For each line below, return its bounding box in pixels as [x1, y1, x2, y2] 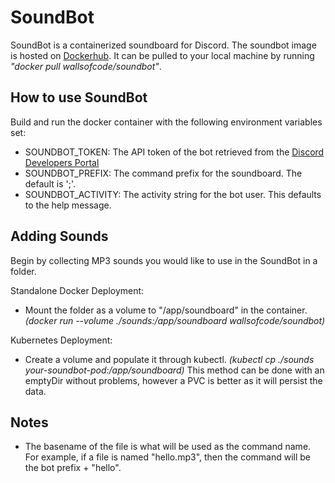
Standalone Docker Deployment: [10, 284, 145, 296]
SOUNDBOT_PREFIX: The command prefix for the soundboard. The [24, 167, 303, 179]
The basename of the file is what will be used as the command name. [24, 441, 312, 453]
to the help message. [24, 199, 112, 211]
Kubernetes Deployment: [10, 334, 113, 346]
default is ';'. [24, 177, 76, 190]
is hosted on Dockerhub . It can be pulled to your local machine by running [10, 49, 315, 61]
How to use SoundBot [10, 89, 148, 106]
